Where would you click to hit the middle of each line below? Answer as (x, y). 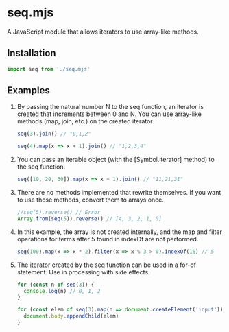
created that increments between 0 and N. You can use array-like (109, 114)
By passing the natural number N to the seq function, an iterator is (110, 107)
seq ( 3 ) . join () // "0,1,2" (54, 134)
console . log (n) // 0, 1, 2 (62, 291)
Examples (28, 91)
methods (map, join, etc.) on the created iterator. (85, 121)
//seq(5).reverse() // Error (59, 213)
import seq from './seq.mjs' (49, 69)
